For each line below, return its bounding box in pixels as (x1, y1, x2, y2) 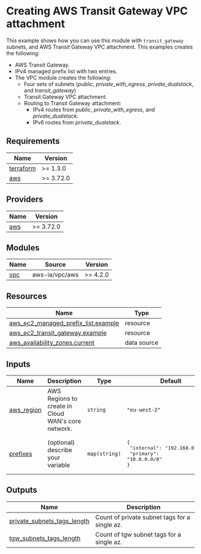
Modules (6, 242, 40, 253)
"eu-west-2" (126, 407, 161, 413)
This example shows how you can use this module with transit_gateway (6, 37, 184, 44)
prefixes (9, 449, 32, 458)
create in (47, 402, 72, 410)
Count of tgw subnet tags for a (95, 530, 181, 538)
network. (47, 425, 73, 433)
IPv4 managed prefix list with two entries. (14, 67, 118, 75)
